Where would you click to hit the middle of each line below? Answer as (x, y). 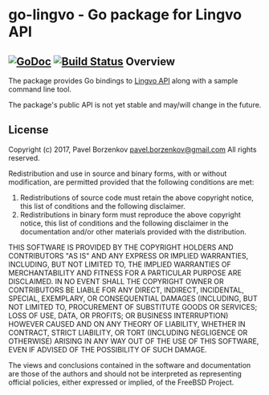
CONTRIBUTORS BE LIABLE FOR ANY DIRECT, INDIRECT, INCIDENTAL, (126, 290)
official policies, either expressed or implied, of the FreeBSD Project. (121, 382)
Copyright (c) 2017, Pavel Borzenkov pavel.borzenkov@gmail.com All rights (132, 149)
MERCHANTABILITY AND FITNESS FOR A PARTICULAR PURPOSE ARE (125, 273)
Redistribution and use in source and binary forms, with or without (118, 173)
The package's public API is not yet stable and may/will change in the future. (135, 105)
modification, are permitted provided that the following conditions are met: (131, 181)
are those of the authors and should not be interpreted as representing (125, 373)
